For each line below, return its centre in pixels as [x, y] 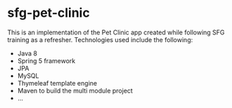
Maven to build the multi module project [75, 90]
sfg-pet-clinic [49, 13]
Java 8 [27, 53]
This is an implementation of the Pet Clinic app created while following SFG [116, 32]
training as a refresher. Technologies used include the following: [100, 39]
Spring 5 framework [46, 60]
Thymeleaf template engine [57, 83]
